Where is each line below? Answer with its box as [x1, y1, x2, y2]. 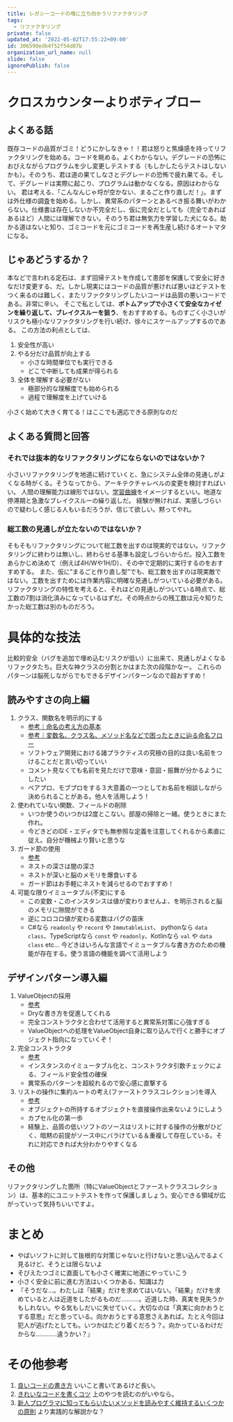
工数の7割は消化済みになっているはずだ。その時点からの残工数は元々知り [7, 594, 218, 602]
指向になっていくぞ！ [51, 1035, 113, 1044]
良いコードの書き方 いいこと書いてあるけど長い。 [17, 1381, 159, 1389]
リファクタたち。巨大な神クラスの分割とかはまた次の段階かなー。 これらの [7, 662, 222, 671]
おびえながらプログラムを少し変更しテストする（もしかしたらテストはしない [7, 161, 227, 170]
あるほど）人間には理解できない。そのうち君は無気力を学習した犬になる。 [7, 214, 220, 222]
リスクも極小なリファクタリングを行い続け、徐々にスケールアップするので [7, 317, 220, 325]
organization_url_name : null [7, 50, 92, 57]
